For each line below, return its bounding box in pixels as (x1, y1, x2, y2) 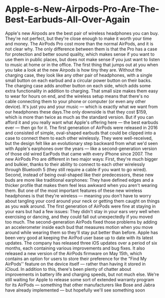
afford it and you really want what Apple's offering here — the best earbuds (5, 119, 159, 125)
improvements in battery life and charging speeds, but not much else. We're (5, 271, 159, 277)
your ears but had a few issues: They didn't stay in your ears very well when (5, 208, 160, 214)
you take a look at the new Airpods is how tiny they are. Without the (5, 67, 142, 73)
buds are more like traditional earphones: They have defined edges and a (5, 177, 154, 183)
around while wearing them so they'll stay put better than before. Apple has (5, 229, 159, 235)
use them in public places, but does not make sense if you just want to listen (5, 56, 160, 62)
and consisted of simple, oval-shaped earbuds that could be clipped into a (5, 130, 156, 136)
